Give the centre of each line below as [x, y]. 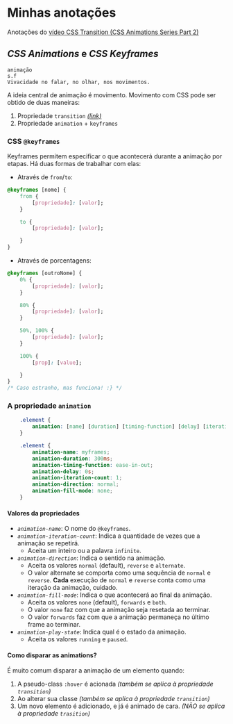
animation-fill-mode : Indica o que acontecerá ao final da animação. [115, 595]
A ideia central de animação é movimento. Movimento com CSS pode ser [112, 94]
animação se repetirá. [48, 543]
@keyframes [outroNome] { [44, 273]
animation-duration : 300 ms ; [72, 459]
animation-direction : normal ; [76, 484]
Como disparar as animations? [52, 655]
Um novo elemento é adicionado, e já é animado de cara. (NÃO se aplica [121, 706]
